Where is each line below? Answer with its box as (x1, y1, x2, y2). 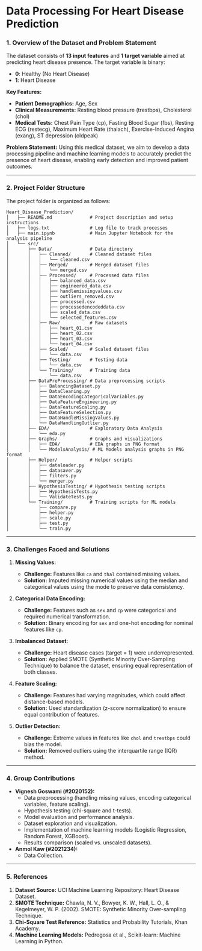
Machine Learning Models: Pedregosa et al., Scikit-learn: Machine (14, 931, 181, 938)
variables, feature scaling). (23, 800, 90, 808)
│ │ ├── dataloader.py (6, 462, 85, 468)
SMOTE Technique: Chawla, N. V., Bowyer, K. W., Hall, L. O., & (14, 899, 170, 906)
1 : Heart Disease (14, 77, 56, 84)
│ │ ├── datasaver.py (6, 467, 82, 474)
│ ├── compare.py (6, 504, 77, 510)
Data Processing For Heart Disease (6, 4, 185, 18)
